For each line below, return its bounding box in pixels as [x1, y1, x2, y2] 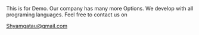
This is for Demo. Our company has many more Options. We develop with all [6, 5, 194, 12]
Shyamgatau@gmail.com [6, 23, 67, 29]
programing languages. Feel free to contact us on [6, 11, 128, 18]
